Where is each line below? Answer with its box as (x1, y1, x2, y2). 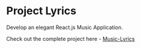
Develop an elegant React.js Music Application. (6, 24, 124, 31)
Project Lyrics (6, 4, 77, 18)
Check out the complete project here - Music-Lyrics (6, 35, 135, 42)
